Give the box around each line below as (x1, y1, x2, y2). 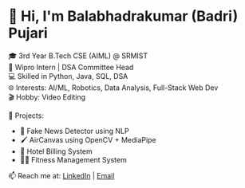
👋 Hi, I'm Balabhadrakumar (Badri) (8, 7, 239, 25)
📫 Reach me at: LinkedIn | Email (8, 170, 115, 180)
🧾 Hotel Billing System (19, 147, 93, 156)
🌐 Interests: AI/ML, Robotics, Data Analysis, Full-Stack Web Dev (8, 83, 219, 92)
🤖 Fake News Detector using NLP (19, 126, 129, 135)
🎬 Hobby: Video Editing (8, 92, 86, 102)
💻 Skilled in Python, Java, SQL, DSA (8, 71, 128, 80)
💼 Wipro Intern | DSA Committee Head (8, 62, 134, 72)
